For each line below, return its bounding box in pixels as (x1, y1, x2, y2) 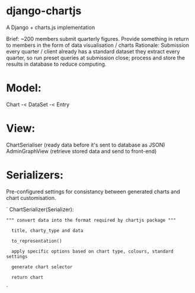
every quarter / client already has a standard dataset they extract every (6, 47, 180, 55)
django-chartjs (6, 4, 82, 18)
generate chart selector (11, 264, 73, 270)
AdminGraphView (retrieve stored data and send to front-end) (6, 147, 157, 155)
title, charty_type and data (11, 227, 84, 234)
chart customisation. (6, 194, 56, 201)
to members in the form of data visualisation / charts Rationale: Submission (6, 42, 190, 49)
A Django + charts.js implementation (6, 24, 95, 31)
